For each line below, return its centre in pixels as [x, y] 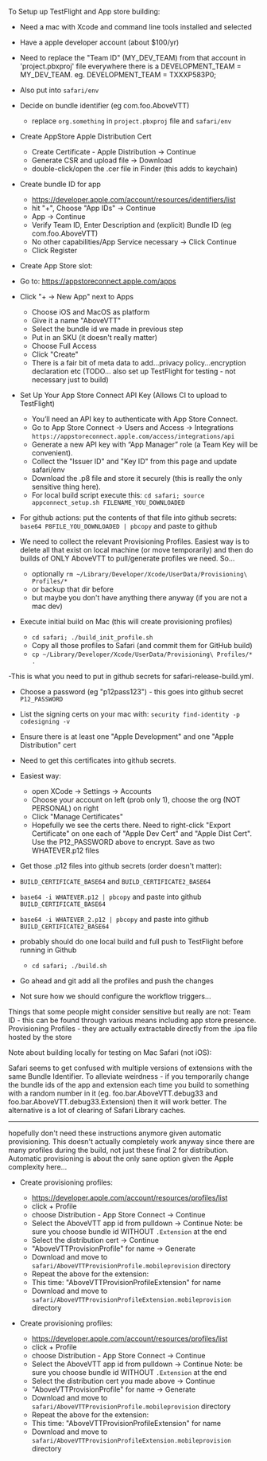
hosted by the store [40, 1037]
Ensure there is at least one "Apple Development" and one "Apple [127, 736]
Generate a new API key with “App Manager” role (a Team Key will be [145, 444]
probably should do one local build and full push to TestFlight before [132, 941]
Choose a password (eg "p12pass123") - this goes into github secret [132, 691]
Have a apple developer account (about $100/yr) [99, 42]
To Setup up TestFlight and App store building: [84, 12]
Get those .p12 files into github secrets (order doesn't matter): [121, 866]
